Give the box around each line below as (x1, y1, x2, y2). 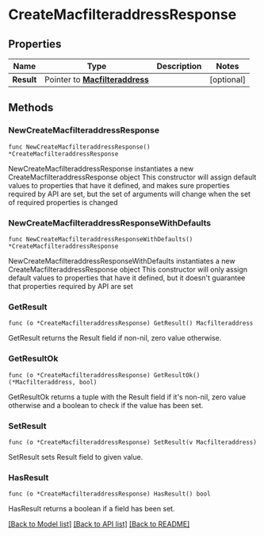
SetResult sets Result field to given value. (8, 452, 143, 461)
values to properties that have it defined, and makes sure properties (8, 180, 230, 190)
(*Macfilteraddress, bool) (8, 378, 98, 386)
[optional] (209, 74, 246, 85)
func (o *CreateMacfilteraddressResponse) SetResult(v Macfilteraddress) (8, 438, 258, 446)
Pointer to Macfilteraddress (44, 74, 149, 85)
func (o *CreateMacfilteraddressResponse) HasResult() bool (8, 490, 212, 498)
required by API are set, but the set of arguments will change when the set (8, 189, 251, 199)
